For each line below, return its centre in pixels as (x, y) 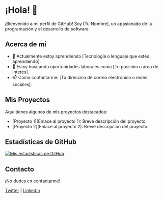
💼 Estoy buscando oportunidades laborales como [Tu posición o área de (85, 66)
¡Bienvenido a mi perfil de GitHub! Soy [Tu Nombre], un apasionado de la (79, 24)
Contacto (20, 169)
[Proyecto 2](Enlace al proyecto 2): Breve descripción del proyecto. (80, 126)
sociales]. (22, 84)
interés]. (21, 72)
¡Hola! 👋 (21, 10)
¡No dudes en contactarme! (33, 181)
